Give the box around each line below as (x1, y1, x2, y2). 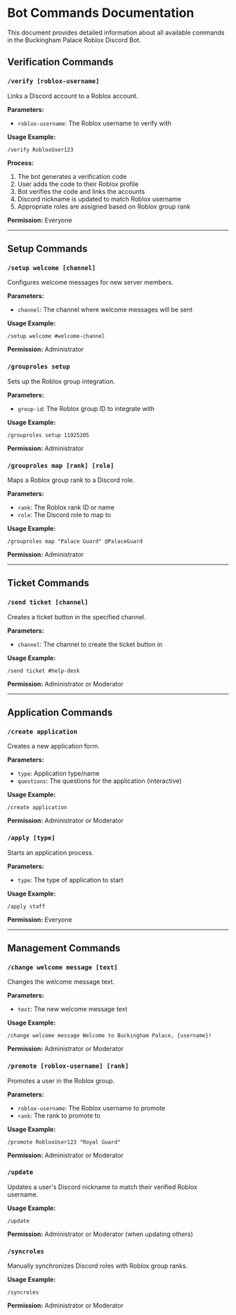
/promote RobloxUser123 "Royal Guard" (7, 1138, 121, 1146)
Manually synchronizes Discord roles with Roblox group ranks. (7, 1261, 188, 1270)
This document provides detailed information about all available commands (7, 28, 225, 37)
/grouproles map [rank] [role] (7, 462, 114, 469)
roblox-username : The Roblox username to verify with (17, 118, 172, 128)
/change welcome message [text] (7, 963, 118, 971)
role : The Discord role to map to (17, 510, 111, 519)
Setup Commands (7, 243, 88, 255)
